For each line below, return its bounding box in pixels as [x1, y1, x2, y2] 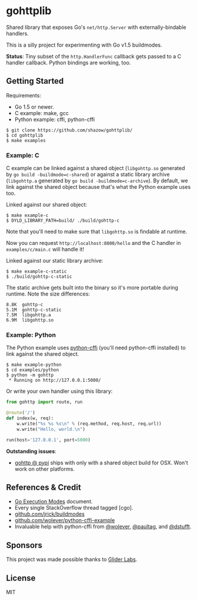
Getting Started [6, 76, 64, 86]
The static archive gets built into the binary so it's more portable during [6, 284, 178, 291]
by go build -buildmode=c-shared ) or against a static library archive [6, 171, 170, 178]
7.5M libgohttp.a [6, 312, 51, 318]
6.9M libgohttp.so [6, 317, 54, 323]
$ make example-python [6, 362, 62, 368]
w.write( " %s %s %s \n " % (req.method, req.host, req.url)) [16, 421, 162, 427]
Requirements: [6, 91, 41, 99]
